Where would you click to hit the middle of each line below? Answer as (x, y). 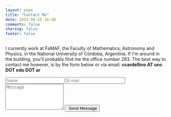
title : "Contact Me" (27, 15)
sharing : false (22, 29)
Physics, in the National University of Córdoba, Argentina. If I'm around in (82, 54)
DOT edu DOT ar (23, 70)
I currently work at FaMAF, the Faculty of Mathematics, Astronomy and (80, 48)
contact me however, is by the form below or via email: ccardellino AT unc (84, 65)
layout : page (19, 10)
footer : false (20, 34)
